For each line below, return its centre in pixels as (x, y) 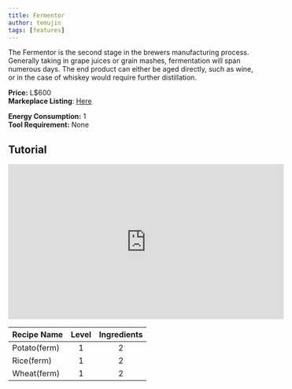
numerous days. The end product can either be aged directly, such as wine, (131, 69)
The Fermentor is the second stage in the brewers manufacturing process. (129, 53)
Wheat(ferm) (36, 373)
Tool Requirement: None (48, 125)
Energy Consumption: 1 (47, 117)
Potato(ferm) (36, 348)
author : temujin (35, 23)
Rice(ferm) (32, 361)
